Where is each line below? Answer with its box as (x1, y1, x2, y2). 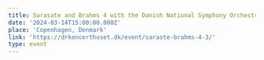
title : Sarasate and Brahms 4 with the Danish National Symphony (8, 11, 226, 19)
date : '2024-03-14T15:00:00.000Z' (8, 19, 122, 26)
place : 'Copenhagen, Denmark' (8, 26, 108, 34)
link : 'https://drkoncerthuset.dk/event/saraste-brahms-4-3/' (8, 33, 216, 41)
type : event (8, 41, 47, 48)
